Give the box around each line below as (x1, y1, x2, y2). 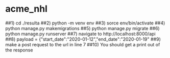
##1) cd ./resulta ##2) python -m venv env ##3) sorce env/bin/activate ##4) (5, 20, 165, 26)
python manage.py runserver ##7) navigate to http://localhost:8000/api (5, 31, 156, 37)
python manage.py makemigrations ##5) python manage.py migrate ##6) (5, 25, 160, 31)
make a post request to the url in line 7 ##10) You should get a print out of (5, 41, 160, 47)
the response (5, 47, 33, 53)
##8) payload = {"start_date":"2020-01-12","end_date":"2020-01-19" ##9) (5, 36, 161, 42)
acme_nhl (5, 3, 47, 15)
